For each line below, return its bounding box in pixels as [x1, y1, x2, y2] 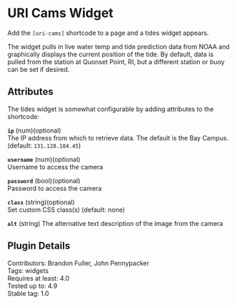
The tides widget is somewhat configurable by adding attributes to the [7, 105, 214, 113]
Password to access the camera [7, 184, 102, 192]
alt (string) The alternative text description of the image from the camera [7, 219, 223, 227]
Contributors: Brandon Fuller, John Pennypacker [7, 259, 150, 267]
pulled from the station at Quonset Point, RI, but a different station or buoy [7, 57, 225, 66]
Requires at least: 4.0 [7, 274, 70, 282]
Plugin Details [7, 240, 71, 252]
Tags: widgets [7, 266, 49, 275]
